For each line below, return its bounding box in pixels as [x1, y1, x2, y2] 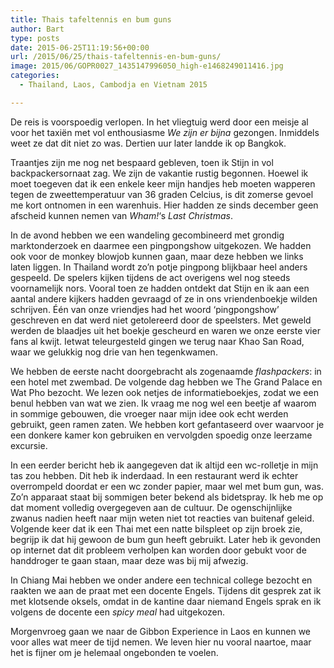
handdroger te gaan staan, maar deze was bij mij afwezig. [10, 554, 249, 566]
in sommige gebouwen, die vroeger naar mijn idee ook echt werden [10, 407, 289, 420]
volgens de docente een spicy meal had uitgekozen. [10, 606, 226, 618]
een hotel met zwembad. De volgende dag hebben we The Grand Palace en [10, 376, 323, 388]
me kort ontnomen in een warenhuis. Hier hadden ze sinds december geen [10, 199, 319, 211]
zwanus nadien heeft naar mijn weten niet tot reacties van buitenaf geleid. [10, 512, 315, 524]
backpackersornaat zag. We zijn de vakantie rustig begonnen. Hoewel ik [10, 167, 309, 179]
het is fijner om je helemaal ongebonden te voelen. [10, 646, 219, 658]
